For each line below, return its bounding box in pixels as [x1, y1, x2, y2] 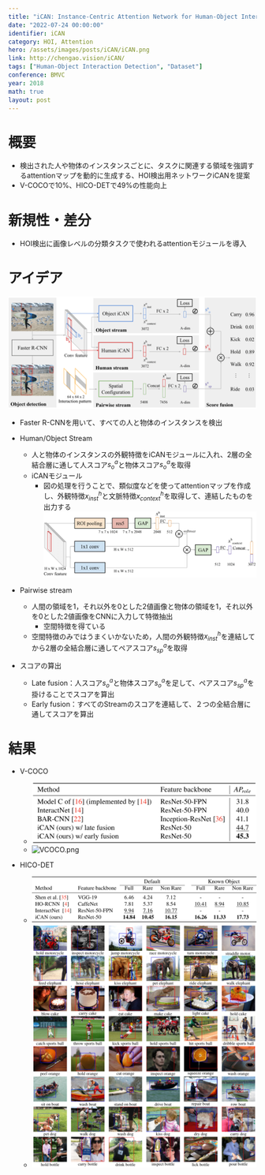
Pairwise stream [19, 585, 73, 595]
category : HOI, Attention [8, 38, 93, 46]
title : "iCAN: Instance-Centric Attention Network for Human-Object [8, 13, 238, 21]
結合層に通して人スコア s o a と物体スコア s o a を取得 [31, 458, 192, 471]
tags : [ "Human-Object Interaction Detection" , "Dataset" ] [8, 63, 203, 71]
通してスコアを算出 [31, 709, 95, 718]
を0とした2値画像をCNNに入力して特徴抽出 [31, 612, 174, 621]
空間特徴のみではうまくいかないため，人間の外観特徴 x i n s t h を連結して [31, 630, 256, 642]
